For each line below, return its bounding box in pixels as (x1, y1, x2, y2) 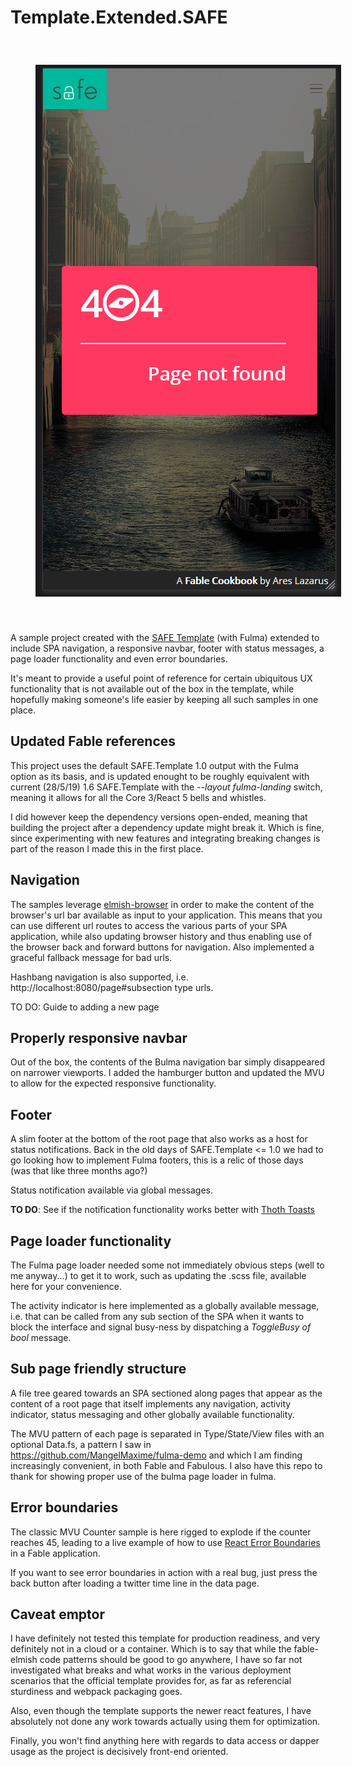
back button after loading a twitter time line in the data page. (10, 1577, 260, 1589)
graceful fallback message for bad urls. (10, 951, 173, 963)
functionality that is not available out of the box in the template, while (10, 682, 295, 695)
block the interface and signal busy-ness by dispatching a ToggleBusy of (10, 1321, 312, 1333)
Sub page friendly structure (10, 1361, 187, 1378)
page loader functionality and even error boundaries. (10, 652, 228, 665)
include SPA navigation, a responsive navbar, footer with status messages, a (10, 642, 325, 654)
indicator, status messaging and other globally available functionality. (10, 1408, 295, 1420)
